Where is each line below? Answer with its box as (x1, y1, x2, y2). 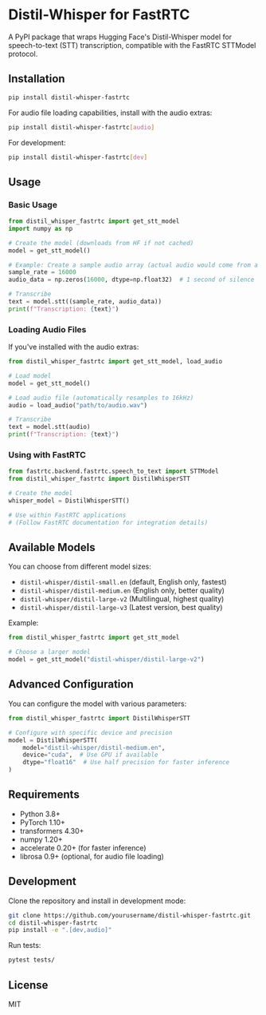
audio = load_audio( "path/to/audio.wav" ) (8, 401, 148, 409)
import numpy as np (8, 224, 73, 232)
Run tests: (8, 941, 41, 950)
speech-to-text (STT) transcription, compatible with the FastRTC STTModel (8, 40, 256, 50)
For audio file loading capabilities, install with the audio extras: (8, 108, 213, 117)
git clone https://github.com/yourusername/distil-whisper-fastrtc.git (8, 911, 251, 919)
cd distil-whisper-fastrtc (8, 918, 98, 927)
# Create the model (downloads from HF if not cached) (8, 239, 194, 247)
